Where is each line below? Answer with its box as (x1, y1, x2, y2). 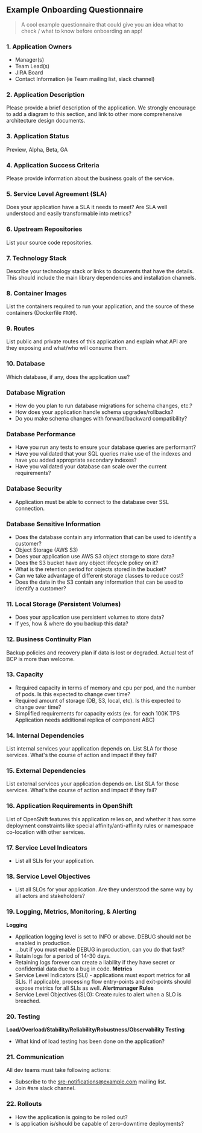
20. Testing (6, 1012, 40, 1021)
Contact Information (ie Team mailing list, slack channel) (14, 76, 155, 83)
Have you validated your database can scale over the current (14, 463, 167, 470)
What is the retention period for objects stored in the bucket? (14, 565, 167, 573)
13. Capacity (6, 670, 43, 679)
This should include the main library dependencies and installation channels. (6, 274, 197, 281)
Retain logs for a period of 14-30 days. (14, 952, 111, 960)
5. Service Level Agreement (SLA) (6, 190, 107, 198)
